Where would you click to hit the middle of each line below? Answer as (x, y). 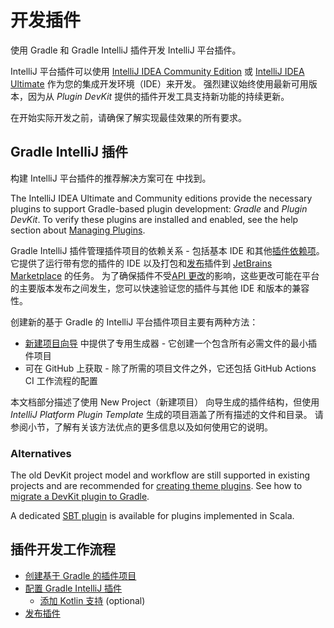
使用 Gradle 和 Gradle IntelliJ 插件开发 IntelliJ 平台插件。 (126, 50)
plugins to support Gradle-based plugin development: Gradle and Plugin (159, 208)
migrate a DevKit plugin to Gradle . (80, 497)
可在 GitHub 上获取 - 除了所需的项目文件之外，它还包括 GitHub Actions (170, 368)
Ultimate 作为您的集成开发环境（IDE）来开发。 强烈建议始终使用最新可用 (159, 83)
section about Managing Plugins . (78, 230)
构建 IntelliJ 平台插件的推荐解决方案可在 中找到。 (111, 178)
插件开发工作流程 (63, 549)
